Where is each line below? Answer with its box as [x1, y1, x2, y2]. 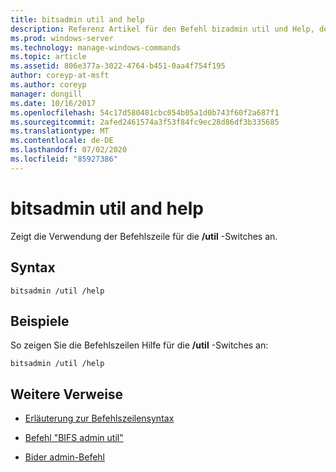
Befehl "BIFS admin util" [24, 432, 124, 444]
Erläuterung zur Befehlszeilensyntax [24, 412, 175, 425]
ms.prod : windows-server [10, 33, 114, 43]
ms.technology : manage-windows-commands [10, 42, 182, 53]
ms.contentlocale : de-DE [10, 136, 114, 146]
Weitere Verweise [10, 386, 124, 403]
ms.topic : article [10, 52, 87, 62]
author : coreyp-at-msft [10, 71, 110, 81]
